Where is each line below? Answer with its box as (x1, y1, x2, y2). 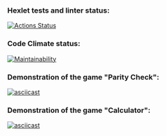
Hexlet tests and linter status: (7, 6, 110, 15)
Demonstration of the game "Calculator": (7, 105, 151, 115)
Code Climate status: (7, 39, 81, 49)
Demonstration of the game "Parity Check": (7, 72, 160, 82)
